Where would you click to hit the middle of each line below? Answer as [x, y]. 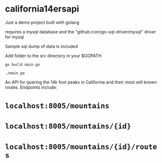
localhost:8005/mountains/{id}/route [81, 147]
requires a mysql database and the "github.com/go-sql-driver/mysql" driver [81, 32]
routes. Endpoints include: [31, 87]
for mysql [15, 37]
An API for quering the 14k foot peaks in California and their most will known [81, 82]
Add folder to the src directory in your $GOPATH [53, 56]
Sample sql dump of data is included [41, 46]
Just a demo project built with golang [42, 22]
